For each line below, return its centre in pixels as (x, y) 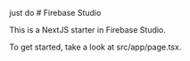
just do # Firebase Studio (55, 13)
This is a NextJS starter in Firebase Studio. (88, 30)
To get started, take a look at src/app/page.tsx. (95, 47)
